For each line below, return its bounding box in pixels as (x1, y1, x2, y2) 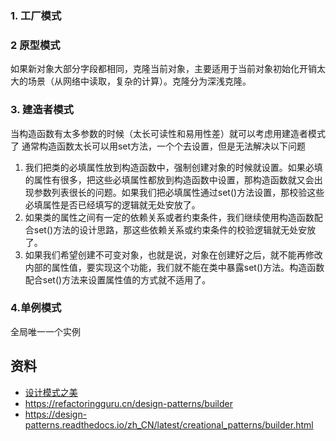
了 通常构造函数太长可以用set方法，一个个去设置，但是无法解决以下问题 (10, 140, 307, 152)
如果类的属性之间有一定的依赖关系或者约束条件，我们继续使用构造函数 (24, 211, 315, 223)
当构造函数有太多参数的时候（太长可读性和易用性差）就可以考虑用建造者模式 (10, 127, 326, 139)
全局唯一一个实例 (10, 325, 81, 337)
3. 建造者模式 (10, 103, 74, 117)
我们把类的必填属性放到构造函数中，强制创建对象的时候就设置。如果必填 (24, 161, 323, 173)
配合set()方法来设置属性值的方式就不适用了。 (24, 273, 212, 286)
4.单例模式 (10, 301, 62, 315)
